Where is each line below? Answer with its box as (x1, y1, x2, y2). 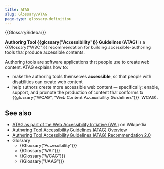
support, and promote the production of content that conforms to (12, 89, 143, 96)
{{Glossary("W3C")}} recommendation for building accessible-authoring (5, 45, 151, 50)
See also (5, 109, 32, 117)
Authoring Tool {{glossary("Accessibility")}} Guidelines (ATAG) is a (5, 39, 145, 45)
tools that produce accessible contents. (5, 49, 85, 55)
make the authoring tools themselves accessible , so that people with (12, 74, 152, 80)
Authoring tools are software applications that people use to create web (5, 59, 150, 65)
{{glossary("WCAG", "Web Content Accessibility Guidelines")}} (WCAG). (12, 95, 158, 100)
